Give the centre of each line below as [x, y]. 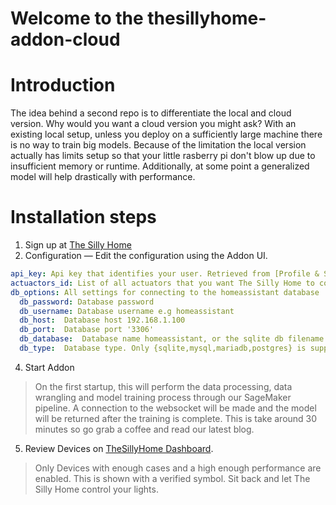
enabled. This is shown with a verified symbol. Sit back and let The [172, 478]
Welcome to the [77, 18]
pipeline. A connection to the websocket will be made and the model [175, 408]
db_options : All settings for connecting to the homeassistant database [165, 292]
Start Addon [49, 367]
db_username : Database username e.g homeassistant [127, 311]
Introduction [63, 85]
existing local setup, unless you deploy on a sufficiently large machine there [166, 134]
